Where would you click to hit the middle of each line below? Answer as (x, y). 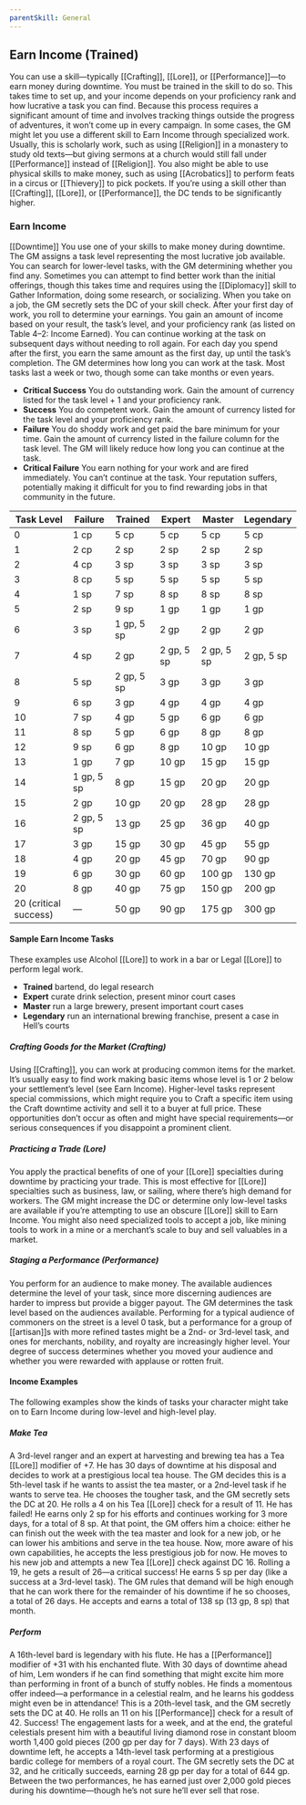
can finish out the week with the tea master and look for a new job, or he (145, 1533)
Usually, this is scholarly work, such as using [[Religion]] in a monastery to (149, 145)
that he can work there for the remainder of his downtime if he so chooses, (150, 1591)
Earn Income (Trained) (74, 55)
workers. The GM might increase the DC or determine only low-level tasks (148, 1200)
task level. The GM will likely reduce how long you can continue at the (153, 448)
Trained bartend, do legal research (88, 986)
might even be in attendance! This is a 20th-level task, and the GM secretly (150, 1703)
